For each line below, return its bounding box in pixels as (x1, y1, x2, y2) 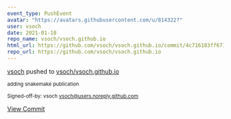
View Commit (7, 105, 45, 113)
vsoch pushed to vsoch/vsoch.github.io (7, 67, 120, 76)
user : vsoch (7, 23, 41, 30)
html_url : (7, 42, 36, 49)
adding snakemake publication (7, 80, 80, 87)
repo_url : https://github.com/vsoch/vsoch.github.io (7, 49, 162, 56)
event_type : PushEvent (7, 10, 72, 17)
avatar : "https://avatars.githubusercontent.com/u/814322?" (7, 17, 184, 23)
